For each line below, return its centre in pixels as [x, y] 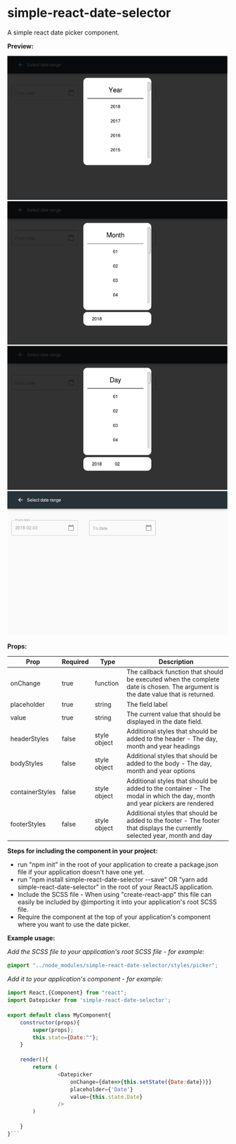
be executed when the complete [173, 679]
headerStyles [29, 739]
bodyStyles [27, 763]
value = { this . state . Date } [106, 1097]
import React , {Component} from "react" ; [67, 993]
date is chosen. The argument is [172, 687]
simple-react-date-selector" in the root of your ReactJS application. [116, 887]
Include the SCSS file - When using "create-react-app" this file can [114, 895]
